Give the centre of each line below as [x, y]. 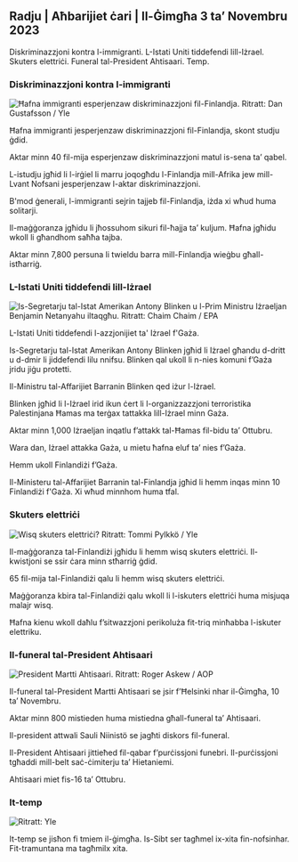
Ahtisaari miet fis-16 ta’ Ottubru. [68, 779]
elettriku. [25, 631]
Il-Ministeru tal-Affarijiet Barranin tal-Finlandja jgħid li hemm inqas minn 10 [145, 483]
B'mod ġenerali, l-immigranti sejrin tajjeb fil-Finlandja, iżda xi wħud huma [143, 201]
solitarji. [24, 211]
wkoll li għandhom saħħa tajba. [66, 238]
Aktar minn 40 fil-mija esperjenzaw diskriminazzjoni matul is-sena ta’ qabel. [148, 158]
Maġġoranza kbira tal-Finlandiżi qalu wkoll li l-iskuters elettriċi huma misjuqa [149, 595]
